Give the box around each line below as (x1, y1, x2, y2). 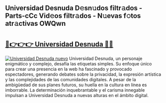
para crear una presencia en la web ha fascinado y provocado (5, 66, 132, 72)
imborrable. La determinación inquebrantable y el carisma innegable (5, 87, 145, 93)
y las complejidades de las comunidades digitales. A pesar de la (5, 77, 136, 82)
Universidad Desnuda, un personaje (69, 55, 143, 61)
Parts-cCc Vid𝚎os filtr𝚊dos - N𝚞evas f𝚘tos (5, 12, 141, 20)
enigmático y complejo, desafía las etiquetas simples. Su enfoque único (5, 61, 152, 66)
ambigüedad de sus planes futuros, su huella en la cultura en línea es (5, 82, 147, 88)
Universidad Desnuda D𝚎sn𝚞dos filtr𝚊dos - (5, 4, 143, 12)
